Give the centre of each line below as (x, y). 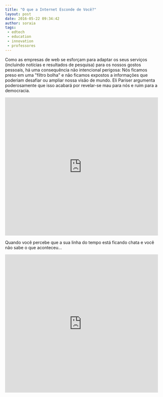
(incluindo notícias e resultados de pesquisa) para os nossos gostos (73, 65)
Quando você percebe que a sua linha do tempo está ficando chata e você (80, 242)
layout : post (18, 14)
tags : (10, 28)
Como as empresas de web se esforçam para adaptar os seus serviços (76, 59)
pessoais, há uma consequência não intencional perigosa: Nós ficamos (76, 70)
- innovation (20, 41)
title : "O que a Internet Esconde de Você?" (51, 9)
